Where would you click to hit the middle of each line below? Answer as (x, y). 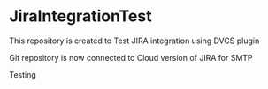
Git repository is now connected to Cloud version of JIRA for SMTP (131, 57)
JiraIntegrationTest (80, 16)
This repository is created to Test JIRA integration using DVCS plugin (134, 41)
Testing (23, 74)
